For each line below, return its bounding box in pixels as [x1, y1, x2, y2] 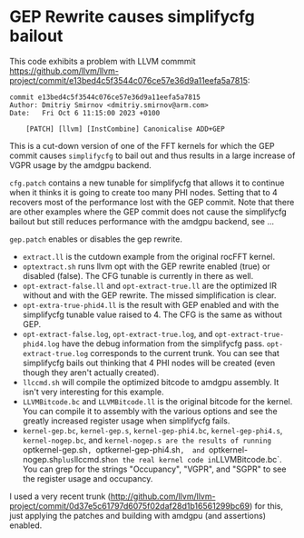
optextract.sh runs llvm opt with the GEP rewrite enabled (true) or [22, 261, 270, 272]
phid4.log [22, 339, 61, 349]
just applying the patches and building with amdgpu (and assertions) [9, 510, 266, 521]
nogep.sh [22, 453, 59, 464]
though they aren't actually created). [22, 366, 160, 378]
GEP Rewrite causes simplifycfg [9, 6, 256, 27]
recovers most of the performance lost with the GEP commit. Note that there [9, 196, 295, 207]
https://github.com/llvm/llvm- [9, 65, 120, 76]
